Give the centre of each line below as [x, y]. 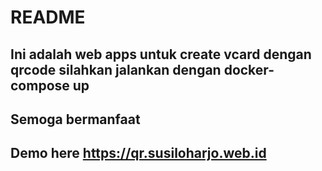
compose [40, 85]
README [48, 17]
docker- [249, 69]
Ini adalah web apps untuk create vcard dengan [161, 54]
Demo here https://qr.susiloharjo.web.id [138, 153]
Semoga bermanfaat [75, 119]
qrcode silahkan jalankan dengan [116, 69]
